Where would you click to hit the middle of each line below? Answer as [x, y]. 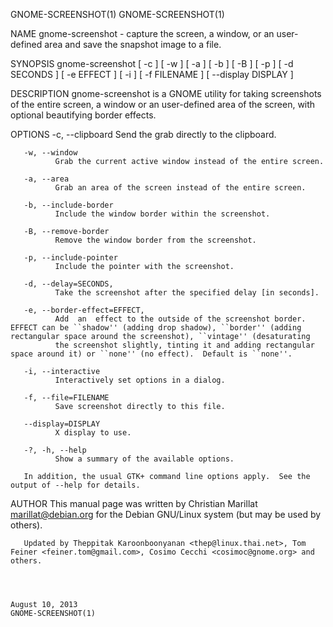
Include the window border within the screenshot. [162, 214]
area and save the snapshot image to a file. [133, 44]
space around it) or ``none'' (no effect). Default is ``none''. [151, 354]
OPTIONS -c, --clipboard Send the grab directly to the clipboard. [143, 134]
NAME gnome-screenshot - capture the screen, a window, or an [142, 33]
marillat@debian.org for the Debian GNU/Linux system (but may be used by [166, 514]
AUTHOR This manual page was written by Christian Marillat [134, 503]
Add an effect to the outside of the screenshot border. [180, 319]
